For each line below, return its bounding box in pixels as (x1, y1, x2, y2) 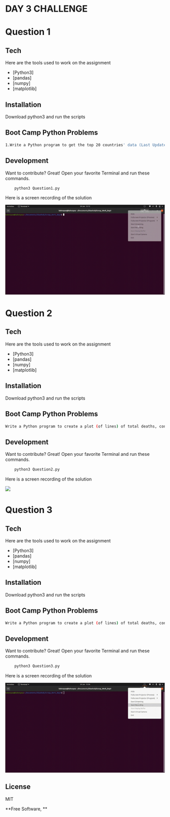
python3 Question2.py (14, 467, 60, 472)
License (5, 783, 31, 791)
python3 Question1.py (14, 186, 60, 191)
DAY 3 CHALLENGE (5, 3, 88, 15)
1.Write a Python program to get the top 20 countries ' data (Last (5, 142, 151, 147)
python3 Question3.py (14, 664, 60, 669)
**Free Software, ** (5, 805, 48, 812)
